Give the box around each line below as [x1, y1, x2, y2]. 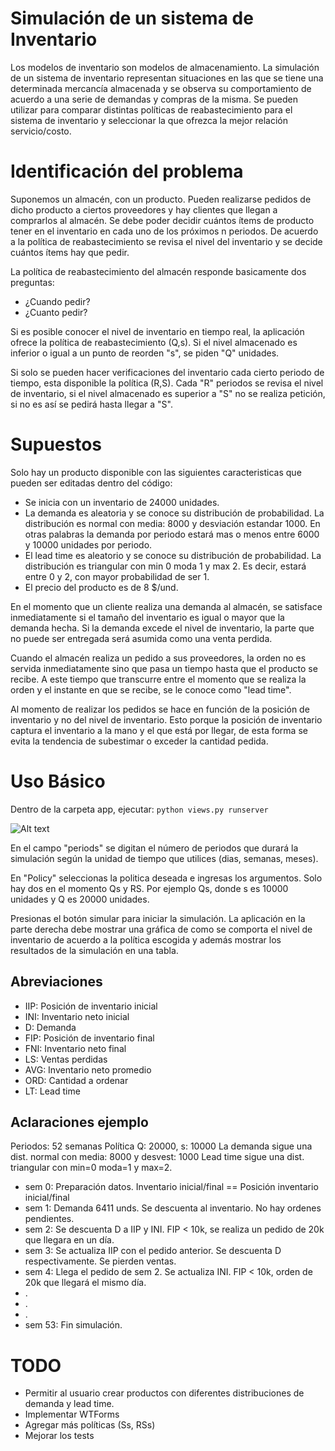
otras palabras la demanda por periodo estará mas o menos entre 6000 [24, 528, 320, 540]
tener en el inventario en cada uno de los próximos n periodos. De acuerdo [10, 225, 319, 237]
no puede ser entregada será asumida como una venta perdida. [10, 632, 273, 644]
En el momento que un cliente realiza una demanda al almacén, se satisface [10, 600, 323, 612]
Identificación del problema [10, 160, 244, 183]
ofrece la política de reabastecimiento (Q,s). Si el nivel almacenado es [10, 336, 298, 348]
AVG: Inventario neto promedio [24, 1063, 152, 1076]
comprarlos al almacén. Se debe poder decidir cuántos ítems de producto [10, 214, 315, 226]
